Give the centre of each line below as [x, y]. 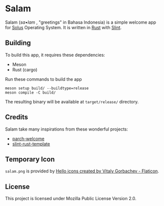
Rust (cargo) [25, 69]
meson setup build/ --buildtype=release [47, 88]
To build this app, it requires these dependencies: [55, 55]
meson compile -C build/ [30, 92]
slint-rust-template [31, 144]
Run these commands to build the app [43, 79]
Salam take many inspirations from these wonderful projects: [67, 129]
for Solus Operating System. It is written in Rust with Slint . [63, 27]
